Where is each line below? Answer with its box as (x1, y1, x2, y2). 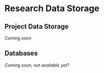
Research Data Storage (4, 3, 100, 14)
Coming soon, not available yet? (4, 62, 69, 68)
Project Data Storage (4, 22, 69, 31)
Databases (4, 49, 38, 57)
